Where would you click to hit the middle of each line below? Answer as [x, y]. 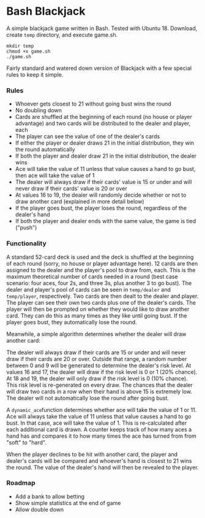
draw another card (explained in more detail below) [80, 202]
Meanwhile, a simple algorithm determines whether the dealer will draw [96, 334]
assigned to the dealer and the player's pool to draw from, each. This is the [101, 270]
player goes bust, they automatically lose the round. [72, 322]
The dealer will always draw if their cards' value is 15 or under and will [103, 182]
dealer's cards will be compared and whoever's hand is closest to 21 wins [99, 460]
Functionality [27, 243]
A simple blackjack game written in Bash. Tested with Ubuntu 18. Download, [102, 28]
